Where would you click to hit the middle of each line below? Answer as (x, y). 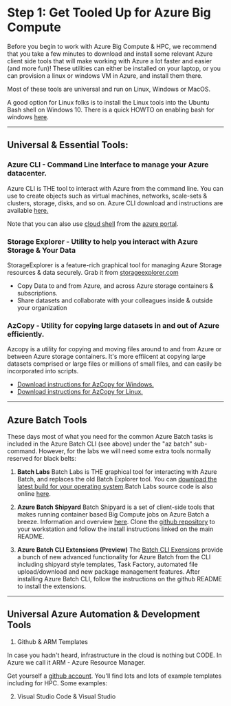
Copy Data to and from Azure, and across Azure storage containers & (115, 285)
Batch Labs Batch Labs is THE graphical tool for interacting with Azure (117, 472)
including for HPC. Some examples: (57, 683)
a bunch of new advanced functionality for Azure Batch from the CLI (114, 557)
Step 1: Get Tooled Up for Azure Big (109, 13)
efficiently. (26, 334)
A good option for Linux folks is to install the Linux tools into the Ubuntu (108, 102)
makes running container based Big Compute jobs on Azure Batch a (113, 515)
